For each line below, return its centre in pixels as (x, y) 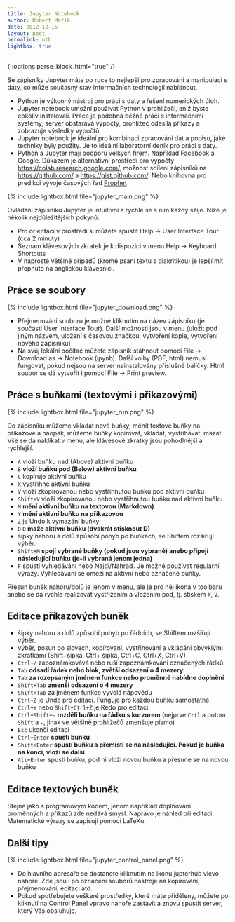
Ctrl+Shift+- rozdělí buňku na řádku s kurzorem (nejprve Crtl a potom (121, 715)
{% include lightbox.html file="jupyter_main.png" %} (83, 196)
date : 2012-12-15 (33, 27)
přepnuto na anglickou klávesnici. (66, 268)
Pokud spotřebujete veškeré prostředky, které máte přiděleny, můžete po (123, 896)
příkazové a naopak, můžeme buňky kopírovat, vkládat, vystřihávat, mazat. (115, 433)
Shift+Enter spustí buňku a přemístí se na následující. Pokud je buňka (121, 745)
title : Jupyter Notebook (43, 14)
